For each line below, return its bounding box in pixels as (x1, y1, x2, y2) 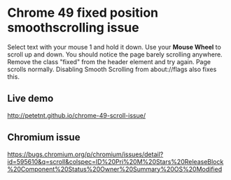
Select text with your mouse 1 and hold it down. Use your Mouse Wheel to (7, 43, 222, 51)
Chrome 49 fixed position (7, 5, 159, 21)
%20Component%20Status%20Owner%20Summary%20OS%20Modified (7, 165, 223, 173)
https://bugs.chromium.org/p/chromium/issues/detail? (7, 150, 164, 158)
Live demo (7, 93, 54, 105)
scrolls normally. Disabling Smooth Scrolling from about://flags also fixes (7, 65, 217, 73)
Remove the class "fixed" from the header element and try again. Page (7, 57, 211, 66)
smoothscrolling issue (7, 20, 139, 36)
